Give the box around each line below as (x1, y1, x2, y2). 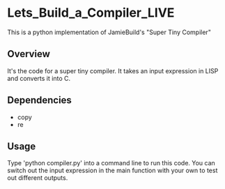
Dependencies (7, 94, 72, 106)
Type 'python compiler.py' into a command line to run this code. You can (7, 159, 216, 167)
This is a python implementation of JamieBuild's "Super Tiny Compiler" (7, 28, 211, 36)
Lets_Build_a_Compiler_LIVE (7, 5, 175, 21)
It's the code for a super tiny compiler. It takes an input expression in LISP (7, 66, 219, 75)
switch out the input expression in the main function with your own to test (7, 166, 218, 175)
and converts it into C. (7, 74, 71, 82)
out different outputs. (7, 174, 68, 182)
